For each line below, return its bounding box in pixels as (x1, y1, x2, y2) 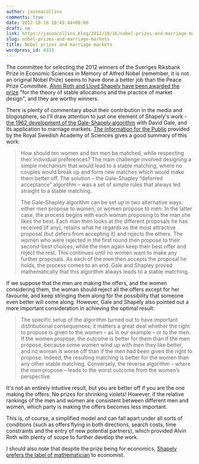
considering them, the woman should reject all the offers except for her (6, 286, 180, 293)
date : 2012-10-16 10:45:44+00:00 (6, 20, 89, 25)
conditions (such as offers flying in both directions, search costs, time (6, 421, 176, 428)
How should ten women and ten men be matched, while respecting (20, 149, 185, 156)
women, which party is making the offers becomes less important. (6, 403, 168, 410)
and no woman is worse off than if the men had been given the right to (20, 347, 192, 354)
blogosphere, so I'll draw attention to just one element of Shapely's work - (6, 113, 187, 120)
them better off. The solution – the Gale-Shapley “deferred (20, 174, 163, 181)
